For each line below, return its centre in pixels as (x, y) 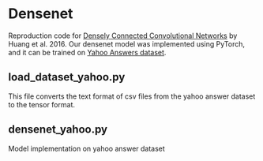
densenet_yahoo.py (58, 130)
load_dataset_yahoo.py (67, 77)
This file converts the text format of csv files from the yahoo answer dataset (132, 96)
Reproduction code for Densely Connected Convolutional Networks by (123, 36)
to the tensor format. (41, 104)
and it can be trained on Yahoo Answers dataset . (87, 52)
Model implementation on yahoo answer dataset (87, 148)
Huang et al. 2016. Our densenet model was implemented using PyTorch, (127, 43)
